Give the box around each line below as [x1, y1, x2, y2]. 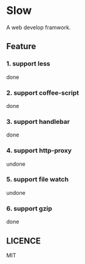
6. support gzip [6, 204, 53, 212]
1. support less [6, 59, 50, 68]
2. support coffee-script [6, 89, 80, 97]
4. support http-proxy [6, 146, 72, 155]
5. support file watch [6, 175, 69, 184]
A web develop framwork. [6, 24, 71, 31]
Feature [6, 41, 36, 52]
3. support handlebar [6, 117, 70, 126]
